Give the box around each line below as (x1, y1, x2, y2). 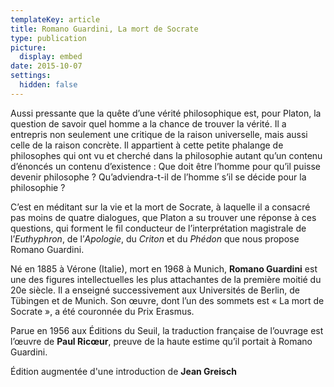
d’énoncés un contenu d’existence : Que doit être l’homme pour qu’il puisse (10, 160, 321, 172)
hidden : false (19, 80, 78, 90)
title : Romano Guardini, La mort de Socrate (10, 24, 199, 34)
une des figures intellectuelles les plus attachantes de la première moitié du (10, 273, 322, 285)
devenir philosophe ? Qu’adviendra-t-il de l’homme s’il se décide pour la (10, 171, 307, 183)
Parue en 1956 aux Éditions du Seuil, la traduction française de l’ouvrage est (10, 324, 324, 336)
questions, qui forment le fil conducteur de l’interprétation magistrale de (10, 222, 307, 234)
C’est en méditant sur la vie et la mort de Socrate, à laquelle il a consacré (10, 201, 311, 213)
